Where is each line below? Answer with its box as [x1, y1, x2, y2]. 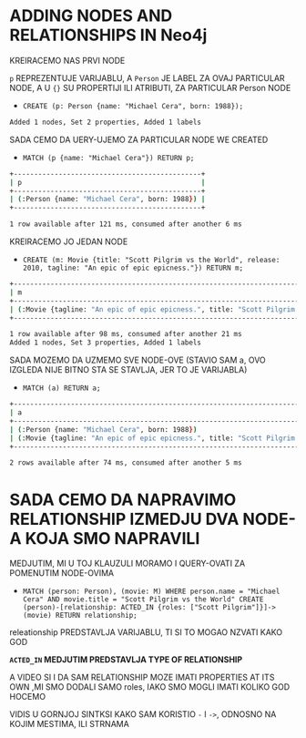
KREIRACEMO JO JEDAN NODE [9, 236, 128, 247]
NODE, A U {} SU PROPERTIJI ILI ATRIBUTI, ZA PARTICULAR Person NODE [9, 82, 291, 93]
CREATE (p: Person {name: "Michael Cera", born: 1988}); [22, 101, 244, 110]
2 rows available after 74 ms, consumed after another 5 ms [9, 458, 243, 467]
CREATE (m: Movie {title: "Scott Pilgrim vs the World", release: [22, 256, 280, 265]
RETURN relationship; [56, 611, 138, 620]
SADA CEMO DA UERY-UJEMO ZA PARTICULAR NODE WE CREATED [9, 134, 269, 145]
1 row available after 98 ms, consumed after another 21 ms [9, 330, 243, 339]
